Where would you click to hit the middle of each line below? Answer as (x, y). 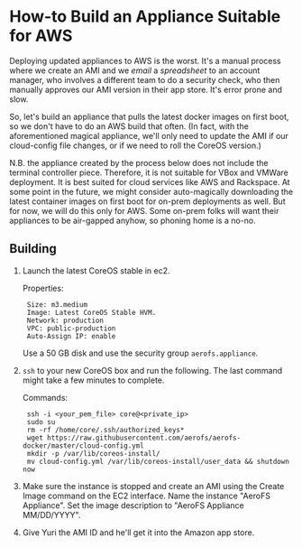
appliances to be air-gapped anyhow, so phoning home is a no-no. (133, 220)
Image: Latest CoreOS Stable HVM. (92, 312)
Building (33, 249)
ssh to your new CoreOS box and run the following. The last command (152, 370)
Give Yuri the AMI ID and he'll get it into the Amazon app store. (138, 532)
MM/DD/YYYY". (51, 515)
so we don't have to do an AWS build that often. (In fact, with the (129, 126)
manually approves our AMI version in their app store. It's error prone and (146, 89)
